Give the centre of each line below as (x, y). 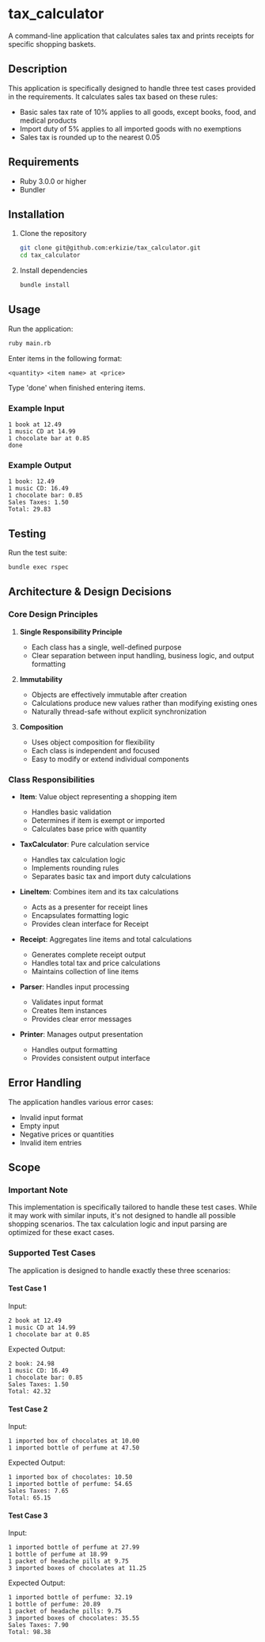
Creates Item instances (69, 1010)
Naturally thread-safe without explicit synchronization (119, 711)
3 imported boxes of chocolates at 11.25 (78, 1568)
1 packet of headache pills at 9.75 (68, 1561)
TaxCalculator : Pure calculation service (85, 844)
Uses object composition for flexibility (93, 742)
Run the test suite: (38, 553)
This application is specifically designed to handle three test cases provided (132, 88)
